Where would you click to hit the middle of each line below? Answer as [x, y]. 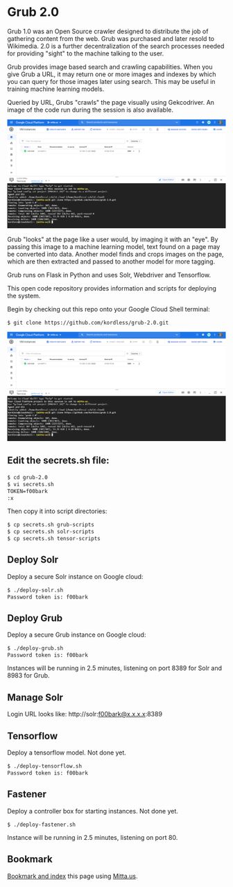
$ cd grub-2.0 [28, 477]
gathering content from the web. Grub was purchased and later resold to [111, 38]
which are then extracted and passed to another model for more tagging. [111, 261]
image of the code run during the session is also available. [90, 110]
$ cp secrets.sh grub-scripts [51, 524]
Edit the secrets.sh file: [58, 461]
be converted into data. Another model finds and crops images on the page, [115, 255]
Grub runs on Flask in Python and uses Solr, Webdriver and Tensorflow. [109, 275]
